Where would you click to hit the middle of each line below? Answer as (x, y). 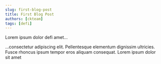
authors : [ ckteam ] (24, 19)
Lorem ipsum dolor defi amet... (36, 37)
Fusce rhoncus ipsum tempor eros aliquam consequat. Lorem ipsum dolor (80, 52)
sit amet (13, 58)
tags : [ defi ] (19, 23)
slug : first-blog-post (28, 10)
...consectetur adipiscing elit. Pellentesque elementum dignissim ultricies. (80, 47)
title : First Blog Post (30, 14)
